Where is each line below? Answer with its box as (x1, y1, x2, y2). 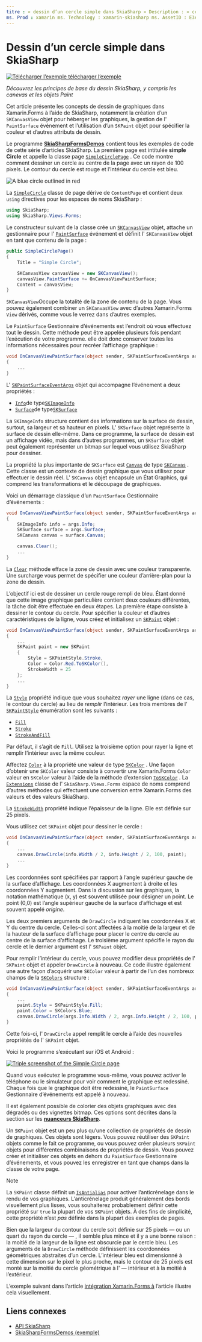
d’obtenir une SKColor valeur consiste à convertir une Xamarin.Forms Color (6, 767, 191, 775)
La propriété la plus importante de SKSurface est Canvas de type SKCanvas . (6, 461, 189, 468)
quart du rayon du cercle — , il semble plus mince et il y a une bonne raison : (6, 1232, 197, 1240)
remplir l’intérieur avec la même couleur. (6, 749, 106, 757)
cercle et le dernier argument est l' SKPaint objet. (6, 943, 127, 950)
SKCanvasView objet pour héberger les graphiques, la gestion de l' (6, 116, 167, 123)
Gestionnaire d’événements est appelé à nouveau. (6, 1091, 130, 1098)
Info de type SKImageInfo (14, 399, 75, 406)
